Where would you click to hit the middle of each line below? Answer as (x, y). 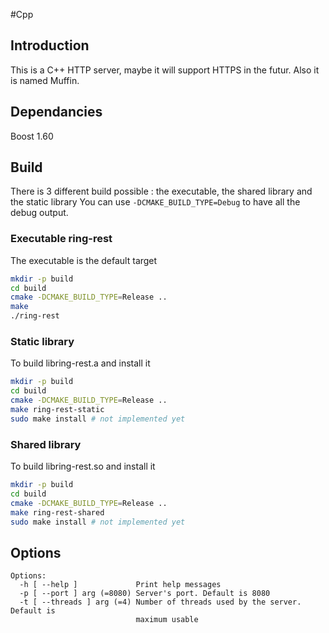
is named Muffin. (45, 80)
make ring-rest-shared (57, 512)
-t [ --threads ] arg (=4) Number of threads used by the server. (160, 602)
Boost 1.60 (32, 136)
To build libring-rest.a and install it (80, 363)
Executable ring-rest (61, 239)
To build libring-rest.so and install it (83, 466)
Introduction (50, 45)
